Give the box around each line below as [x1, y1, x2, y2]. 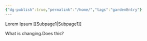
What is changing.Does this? [5, 30, 64, 36]
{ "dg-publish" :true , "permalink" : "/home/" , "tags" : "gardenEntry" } [5, 7, 142, 12]
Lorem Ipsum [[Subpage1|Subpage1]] [5, 21, 81, 27]
